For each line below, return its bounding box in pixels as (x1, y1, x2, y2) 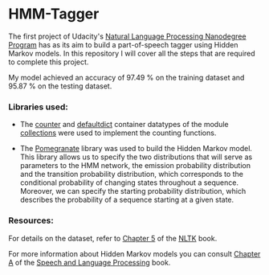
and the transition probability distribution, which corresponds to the (19, 170, 243, 179)
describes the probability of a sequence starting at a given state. (19, 195, 234, 205)
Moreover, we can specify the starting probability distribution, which (19, 187, 247, 196)
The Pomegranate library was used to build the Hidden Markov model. (19, 144, 253, 154)
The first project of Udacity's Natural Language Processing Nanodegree (8, 31, 247, 41)
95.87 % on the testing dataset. (8, 81, 112, 91)
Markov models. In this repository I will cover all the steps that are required (8, 48, 255, 58)
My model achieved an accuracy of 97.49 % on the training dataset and (8, 72, 245, 82)
